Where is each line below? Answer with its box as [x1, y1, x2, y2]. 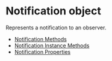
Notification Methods [14, 35, 67, 42]
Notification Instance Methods [14, 42, 90, 49]
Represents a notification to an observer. [5, 24, 107, 31]
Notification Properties [14, 48, 70, 55]
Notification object [5, 4, 102, 18]
